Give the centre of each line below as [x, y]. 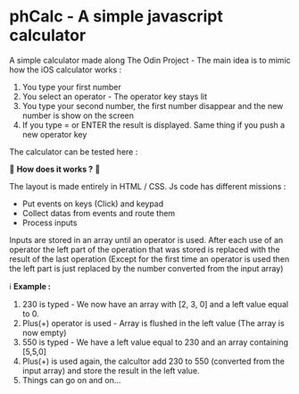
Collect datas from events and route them [99, 213]
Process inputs [50, 222]
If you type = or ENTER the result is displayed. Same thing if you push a [154, 125]
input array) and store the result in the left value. [111, 370]
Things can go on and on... [71, 380]
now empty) [44, 332]
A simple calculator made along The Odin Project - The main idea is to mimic [150, 60]
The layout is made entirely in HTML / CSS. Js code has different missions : [148, 186]
